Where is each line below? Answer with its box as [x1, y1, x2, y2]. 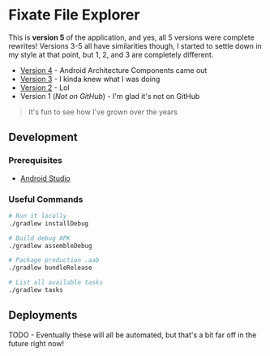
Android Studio [19, 173, 71, 183]
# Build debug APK [8, 234, 71, 242]
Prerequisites [8, 155, 62, 166]
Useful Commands [8, 193, 84, 204]
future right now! [8, 338, 65, 348]
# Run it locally [8, 212, 67, 220]
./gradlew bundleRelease [8, 264, 92, 272]
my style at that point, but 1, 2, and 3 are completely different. [8, 49, 214, 59]
